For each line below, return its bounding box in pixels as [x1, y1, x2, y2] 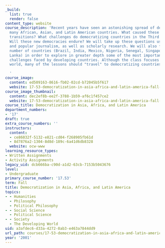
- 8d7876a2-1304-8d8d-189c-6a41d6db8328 [9, 139, 93, 144]
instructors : [5, 126, 32, 131]
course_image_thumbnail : [5, 89, 56, 94]
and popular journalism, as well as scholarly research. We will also [9, 44, 157, 49]
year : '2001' [5, 235, 32, 240]
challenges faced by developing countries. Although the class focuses [9, 57, 160, 62]
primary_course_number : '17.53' [5, 176, 71, 181]
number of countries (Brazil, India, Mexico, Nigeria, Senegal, [9, 48, 144, 53]
